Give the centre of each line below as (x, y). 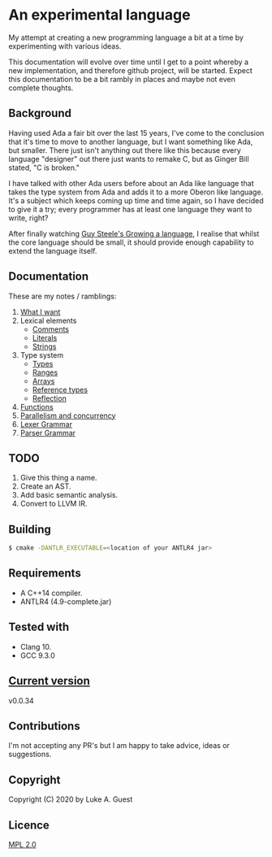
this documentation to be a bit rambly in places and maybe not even (122, 79)
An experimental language (99, 15)
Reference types (60, 389)
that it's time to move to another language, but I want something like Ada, (131, 141)
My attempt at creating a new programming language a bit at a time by (126, 37)
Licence (29, 825)
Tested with (39, 627)
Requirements (45, 574)
